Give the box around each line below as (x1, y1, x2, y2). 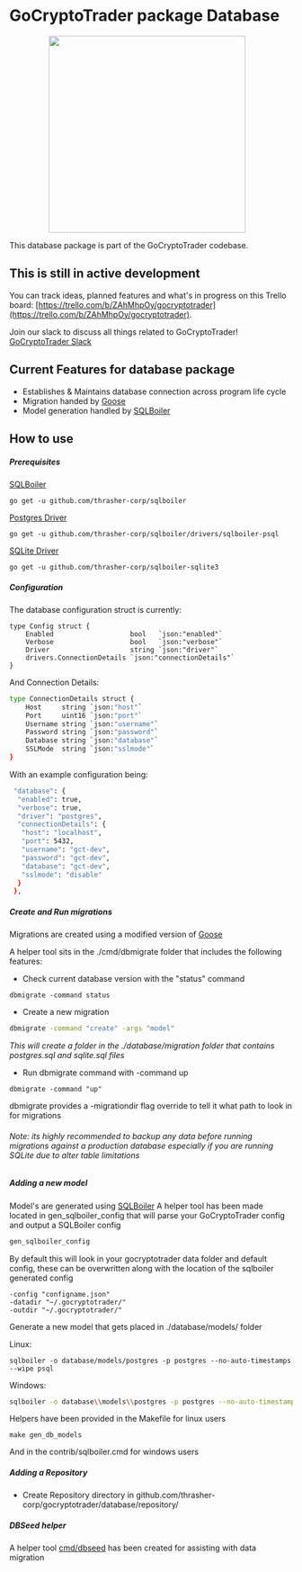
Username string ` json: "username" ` (25, 719, 159, 729)
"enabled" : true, (17, 795, 83, 804)
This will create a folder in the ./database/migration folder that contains (9, 1040, 275, 1051)
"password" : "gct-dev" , (21, 853, 111, 862)
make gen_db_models (9, 1431, 83, 1440)
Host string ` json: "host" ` (25, 703, 143, 712)
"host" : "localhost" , (21, 829, 102, 838)
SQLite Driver (9, 545, 59, 556)
